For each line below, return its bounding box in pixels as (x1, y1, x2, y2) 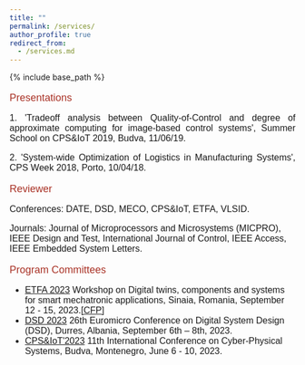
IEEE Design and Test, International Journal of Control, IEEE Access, (9, 233, 287, 245)
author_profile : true (9, 30, 92, 39)
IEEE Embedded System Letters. (9, 244, 143, 255)
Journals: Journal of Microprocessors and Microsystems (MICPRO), (9, 223, 281, 234)
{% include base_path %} (9, 72, 105, 82)
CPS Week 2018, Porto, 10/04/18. (9, 162, 147, 173)
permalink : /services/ (9, 22, 95, 31)
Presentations (9, 91, 73, 104)
